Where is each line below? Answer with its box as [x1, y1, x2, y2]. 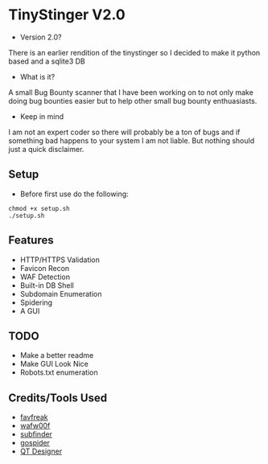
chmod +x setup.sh [8, 204, 70, 212]
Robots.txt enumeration [19, 368, 98, 377]
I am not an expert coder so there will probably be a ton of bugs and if [8, 127, 241, 137]
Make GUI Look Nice [19, 359, 89, 369]
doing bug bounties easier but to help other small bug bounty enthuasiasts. [8, 96, 258, 105]
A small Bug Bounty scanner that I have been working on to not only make [8, 87, 254, 97]
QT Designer [19, 446, 63, 456]
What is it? [19, 72, 56, 81]
